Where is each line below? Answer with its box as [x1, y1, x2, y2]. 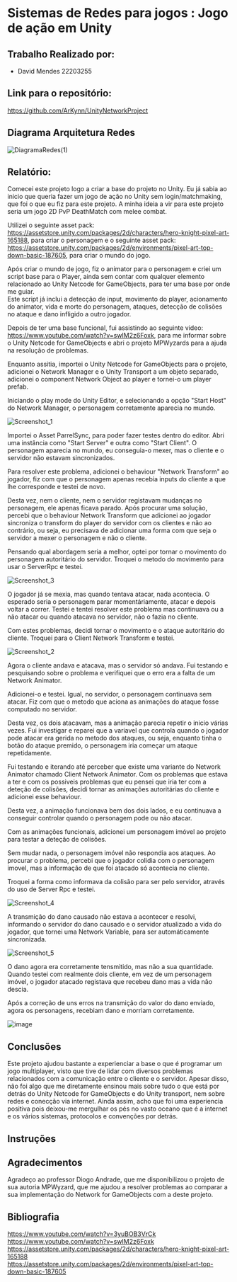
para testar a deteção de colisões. [7, 835, 108, 844]
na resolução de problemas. [7, 346, 89, 355]
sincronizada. [7, 935, 47, 944]
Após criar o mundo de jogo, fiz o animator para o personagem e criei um [7, 265, 221, 273]
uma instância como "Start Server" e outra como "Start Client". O [7, 439, 197, 447]
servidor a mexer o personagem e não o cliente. [7, 534, 147, 542]
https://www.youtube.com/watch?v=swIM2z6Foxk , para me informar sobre [7, 331, 226, 340]
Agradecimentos [7, 1157, 83, 1169]
